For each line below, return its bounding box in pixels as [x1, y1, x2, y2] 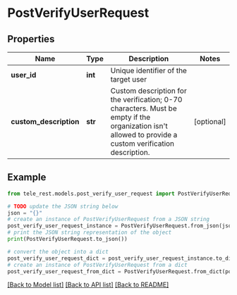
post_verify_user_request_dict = [7, 255, 106, 262]
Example [7, 171, 47, 184]
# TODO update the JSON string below [7, 203, 119, 210]
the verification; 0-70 [110, 95, 183, 104]
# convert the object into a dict [7, 248, 109, 255]
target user [110, 75, 147, 84]
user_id [11, 70, 37, 80]
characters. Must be [110, 103, 178, 113]
